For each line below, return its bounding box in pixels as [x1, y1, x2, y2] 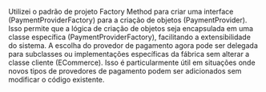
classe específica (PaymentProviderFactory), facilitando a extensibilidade [8, 32, 251, 42]
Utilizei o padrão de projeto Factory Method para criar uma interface [8, 7, 234, 16]
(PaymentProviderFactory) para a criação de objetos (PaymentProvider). [8, 15, 248, 25]
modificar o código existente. [8, 75, 105, 84]
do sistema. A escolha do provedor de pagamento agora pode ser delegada [8, 41, 258, 50]
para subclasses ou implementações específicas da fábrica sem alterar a [8, 50, 250, 58]
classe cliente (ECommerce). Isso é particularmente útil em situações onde [8, 58, 256, 67]
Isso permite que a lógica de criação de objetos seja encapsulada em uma [8, 24, 254, 33]
